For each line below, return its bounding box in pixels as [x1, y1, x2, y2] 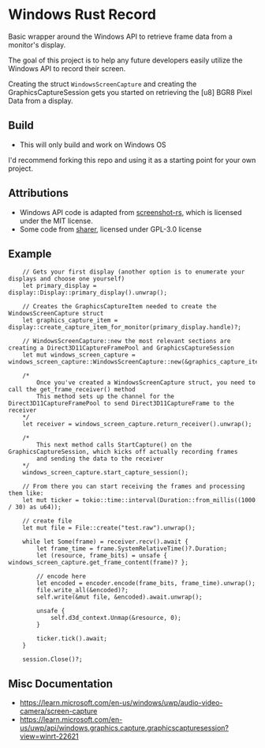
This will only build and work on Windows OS [19, 140, 167, 149]
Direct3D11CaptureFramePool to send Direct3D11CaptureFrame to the [8, 399, 235, 408]
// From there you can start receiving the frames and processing [22, 482, 245, 491]
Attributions [8, 187, 69, 200]
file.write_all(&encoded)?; [36, 587, 129, 595]
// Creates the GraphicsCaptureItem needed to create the [22, 303, 217, 311]
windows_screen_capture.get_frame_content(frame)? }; [8, 559, 189, 567]
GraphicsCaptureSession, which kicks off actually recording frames [8, 448, 238, 456]
